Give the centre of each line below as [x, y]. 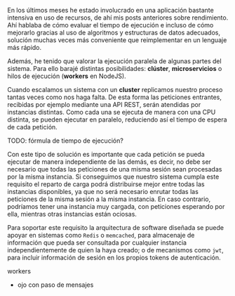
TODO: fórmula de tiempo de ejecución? [66, 141]
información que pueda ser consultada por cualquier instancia [97, 243]
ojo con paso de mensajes [55, 285]
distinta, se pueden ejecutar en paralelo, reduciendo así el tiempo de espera [117, 120]
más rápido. [25, 47]
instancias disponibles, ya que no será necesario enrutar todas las [103, 192]
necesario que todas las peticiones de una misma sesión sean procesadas [115, 169]
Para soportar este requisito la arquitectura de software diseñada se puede [116, 227]
